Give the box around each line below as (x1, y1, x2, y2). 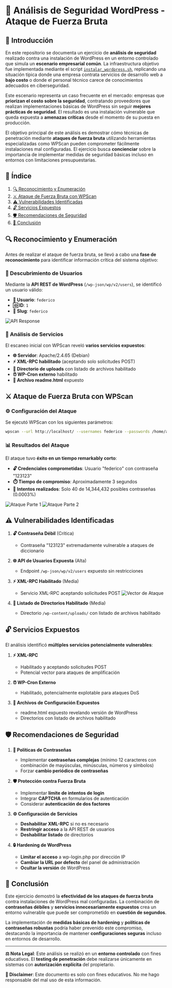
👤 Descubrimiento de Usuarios (5, 269, 83, 277)
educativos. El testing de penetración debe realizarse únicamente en (5, 956, 152, 962)
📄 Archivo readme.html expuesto (12, 377, 84, 383)
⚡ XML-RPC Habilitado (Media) (12, 578, 79, 584)
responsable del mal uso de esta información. (5, 977, 101, 983)
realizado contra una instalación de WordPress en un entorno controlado (5, 55, 159, 61)
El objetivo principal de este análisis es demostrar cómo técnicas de (5, 130, 149, 136)
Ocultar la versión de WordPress (20, 865, 91, 871)
